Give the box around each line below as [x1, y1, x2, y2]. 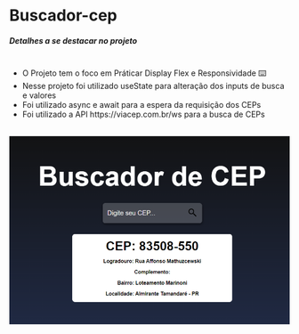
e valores [21, 90, 56, 101]
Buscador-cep [9, 5, 117, 26]
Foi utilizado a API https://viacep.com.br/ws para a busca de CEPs [21, 109, 265, 120]
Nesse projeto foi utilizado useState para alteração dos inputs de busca [21, 81, 285, 92]
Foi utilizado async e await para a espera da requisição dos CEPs [21, 100, 262, 110]
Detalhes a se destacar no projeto [9, 35, 138, 45]
